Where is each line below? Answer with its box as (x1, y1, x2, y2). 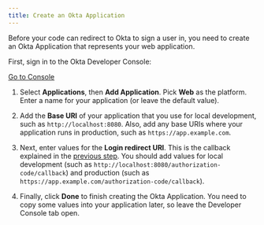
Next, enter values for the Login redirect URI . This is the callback (19, 142, 231, 152)
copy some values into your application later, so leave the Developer (19, 200, 242, 209)
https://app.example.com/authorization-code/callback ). (19, 176, 205, 186)
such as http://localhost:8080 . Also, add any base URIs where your (19, 119, 243, 128)
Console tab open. (19, 208, 80, 217)
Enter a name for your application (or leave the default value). (19, 95, 219, 105)
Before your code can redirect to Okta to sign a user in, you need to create (8, 33, 250, 42)
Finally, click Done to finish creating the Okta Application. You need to (19, 191, 247, 201)
